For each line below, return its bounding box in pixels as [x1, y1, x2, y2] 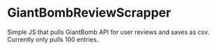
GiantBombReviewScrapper [7, 5, 171, 21]
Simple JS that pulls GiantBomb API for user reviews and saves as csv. [7, 28, 210, 36]
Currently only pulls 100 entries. [7, 35, 99, 43]
